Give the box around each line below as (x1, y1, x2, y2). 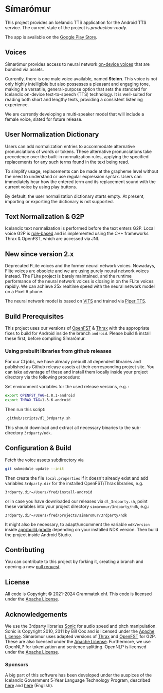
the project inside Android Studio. (5, 532, 72, 538)
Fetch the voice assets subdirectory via (5, 457, 84, 463)
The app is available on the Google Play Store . (5, 34, 97, 40)
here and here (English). (5, 683, 54, 689)
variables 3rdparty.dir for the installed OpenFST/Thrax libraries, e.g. (5, 480, 144, 486)
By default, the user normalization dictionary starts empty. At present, (5, 193, 145, 199)
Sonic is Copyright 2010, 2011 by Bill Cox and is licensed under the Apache (5, 628, 155, 634)
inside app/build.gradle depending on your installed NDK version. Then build (5, 526, 159, 532)
